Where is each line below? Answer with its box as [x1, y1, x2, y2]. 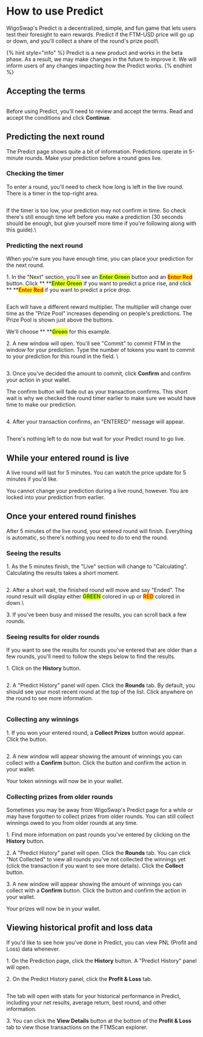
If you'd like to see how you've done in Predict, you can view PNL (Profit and [6, 939, 198, 946]
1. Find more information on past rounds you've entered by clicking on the [6, 831, 191, 838]
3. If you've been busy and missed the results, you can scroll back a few [6, 611, 187, 618]
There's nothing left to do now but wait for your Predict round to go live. [6, 435, 185, 443]
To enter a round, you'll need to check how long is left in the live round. [6, 183, 184, 190]
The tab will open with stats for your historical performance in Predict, [6, 992, 181, 999]
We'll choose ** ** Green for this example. [6, 328, 111, 336]
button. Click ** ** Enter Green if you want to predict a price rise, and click [6, 280, 192, 287]
